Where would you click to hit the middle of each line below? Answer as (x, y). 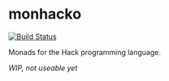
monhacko (45, 14)
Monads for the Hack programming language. (84, 52)
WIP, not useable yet (43, 68)
